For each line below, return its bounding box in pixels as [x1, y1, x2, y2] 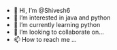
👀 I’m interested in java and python [13, 14, 111, 22]
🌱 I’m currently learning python [13, 21, 101, 28]
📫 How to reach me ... [13, 36, 77, 43]
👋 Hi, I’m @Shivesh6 [13, 7, 71, 14]
